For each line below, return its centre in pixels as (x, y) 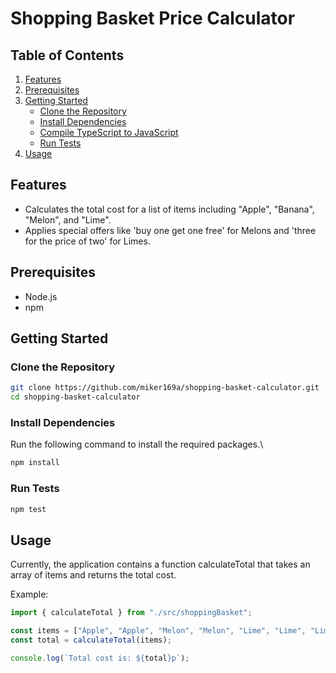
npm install (35, 463)
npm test (28, 509)
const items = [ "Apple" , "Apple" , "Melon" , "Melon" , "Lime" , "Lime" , (158, 631)
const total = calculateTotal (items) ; (91, 640)
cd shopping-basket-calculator (75, 397)
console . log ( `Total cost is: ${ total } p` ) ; (100, 658)
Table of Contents (67, 55)
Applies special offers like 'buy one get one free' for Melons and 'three (170, 230)
